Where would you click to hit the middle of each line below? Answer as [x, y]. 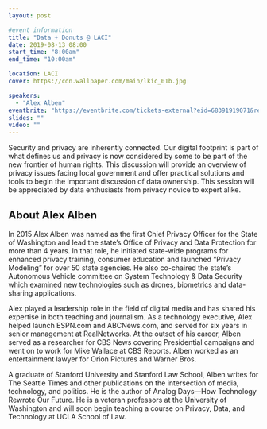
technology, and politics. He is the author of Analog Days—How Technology [132, 391]
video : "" [25, 125]
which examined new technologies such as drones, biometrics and [117, 284]
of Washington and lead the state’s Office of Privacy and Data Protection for [132, 242]
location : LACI [33, 74]
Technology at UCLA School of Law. [67, 416]
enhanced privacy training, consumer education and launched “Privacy [124, 259]
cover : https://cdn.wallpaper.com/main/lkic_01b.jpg [97, 81]
